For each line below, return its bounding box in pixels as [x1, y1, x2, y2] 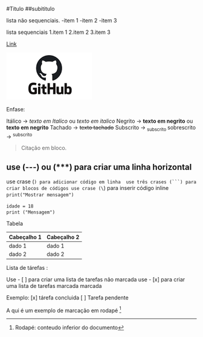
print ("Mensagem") [6, 209, 56, 215]
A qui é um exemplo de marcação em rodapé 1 [6, 306, 122, 314]
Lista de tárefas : [6, 264, 48, 271]
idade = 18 [6, 203, 34, 209]
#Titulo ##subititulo [6, 5, 55, 12]
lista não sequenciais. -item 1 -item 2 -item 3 [6, 17, 117, 24]
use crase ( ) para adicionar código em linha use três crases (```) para [6, 178, 197, 185]
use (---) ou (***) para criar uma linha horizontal [6, 162, 192, 172]
